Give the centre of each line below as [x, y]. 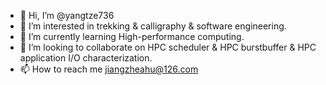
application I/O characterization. [86, 58]
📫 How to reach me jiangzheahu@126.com [109, 69]
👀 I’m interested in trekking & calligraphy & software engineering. [153, 26]
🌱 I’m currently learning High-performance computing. [132, 36]
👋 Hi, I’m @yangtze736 [67, 15]
